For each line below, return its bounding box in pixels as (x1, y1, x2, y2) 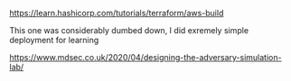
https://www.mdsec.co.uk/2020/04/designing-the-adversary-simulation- (9, 52, 282, 62)
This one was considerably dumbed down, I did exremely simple (9, 25, 249, 35)
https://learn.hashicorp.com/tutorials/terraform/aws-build (9, 8, 224, 18)
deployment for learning (9, 35, 99, 45)
